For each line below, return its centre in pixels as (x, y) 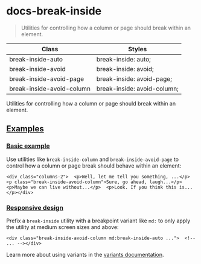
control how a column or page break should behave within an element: (94, 165)
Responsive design (35, 207)
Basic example (28, 146)
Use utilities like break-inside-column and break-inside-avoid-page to (93, 159)
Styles (138, 49)
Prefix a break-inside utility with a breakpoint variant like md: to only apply (98, 221)
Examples (25, 129)
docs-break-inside (54, 11)
